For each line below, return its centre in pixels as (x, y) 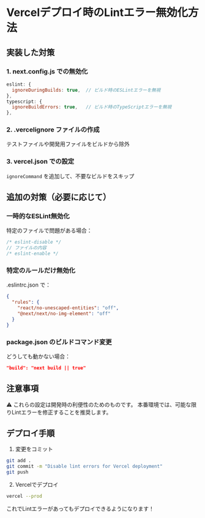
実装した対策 (31, 52)
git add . (19, 461)
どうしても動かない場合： (38, 356)
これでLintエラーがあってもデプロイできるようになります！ (80, 508)
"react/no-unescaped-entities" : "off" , (68, 308)
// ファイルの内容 (27, 248)
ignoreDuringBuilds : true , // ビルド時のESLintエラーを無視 (86, 90)
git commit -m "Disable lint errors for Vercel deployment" (85, 467)
